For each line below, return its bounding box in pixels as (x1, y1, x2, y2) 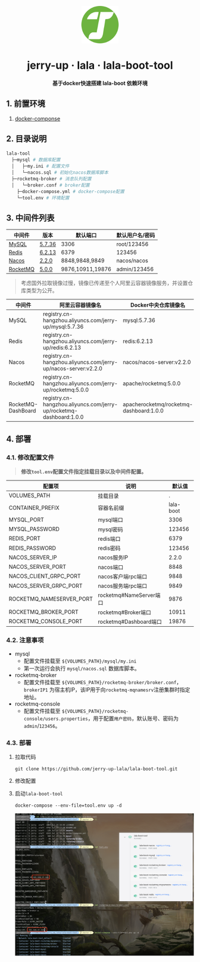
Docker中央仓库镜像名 (130, 301, 186, 308)
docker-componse (14, 115, 61, 122)
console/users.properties (23, 716, 88, 722)
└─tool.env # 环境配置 (17, 195, 70, 201)
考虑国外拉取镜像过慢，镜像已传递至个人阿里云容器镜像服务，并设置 (20, 280, 188, 287)
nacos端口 (98, 563, 124, 571)
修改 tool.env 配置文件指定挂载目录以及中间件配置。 (20, 468, 147, 475)
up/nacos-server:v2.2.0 (42, 365, 103, 372)
